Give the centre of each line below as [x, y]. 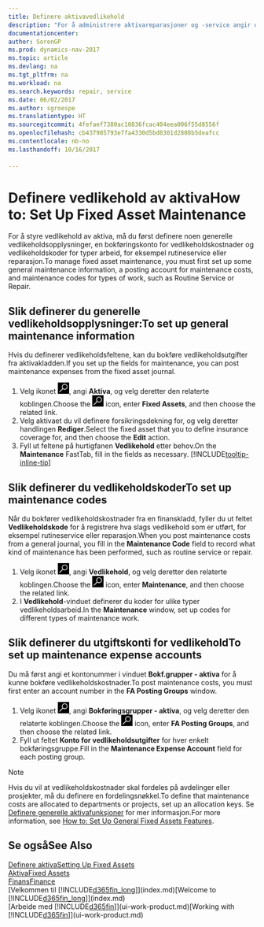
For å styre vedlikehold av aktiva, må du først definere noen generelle [121, 236]
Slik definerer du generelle [75, 311]
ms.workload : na [35, 83]
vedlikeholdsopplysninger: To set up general [119, 323]
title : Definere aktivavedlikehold [66, 17]
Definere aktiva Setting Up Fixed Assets [71, 864]
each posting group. [52, 757]
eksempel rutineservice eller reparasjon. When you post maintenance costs [129, 536]
